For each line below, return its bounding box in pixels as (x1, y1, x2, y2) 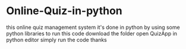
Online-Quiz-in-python (6, 4, 123, 18)
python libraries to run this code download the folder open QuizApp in (6, 30, 177, 37)
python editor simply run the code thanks (6, 36, 107, 43)
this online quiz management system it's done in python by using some (6, 24, 180, 31)
